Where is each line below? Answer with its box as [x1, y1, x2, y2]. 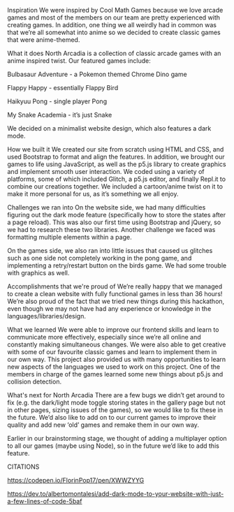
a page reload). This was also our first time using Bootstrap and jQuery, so [7, 218, 221, 226]
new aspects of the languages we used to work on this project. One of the [7, 363, 221, 371]
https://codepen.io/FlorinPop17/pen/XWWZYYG [7, 476, 145, 484]
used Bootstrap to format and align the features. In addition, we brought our [7, 153, 225, 161]
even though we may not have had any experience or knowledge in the [7, 305, 212, 313]
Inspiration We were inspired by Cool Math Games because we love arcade [7, 6, 224, 14]
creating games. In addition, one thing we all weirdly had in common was [7, 21, 217, 29]
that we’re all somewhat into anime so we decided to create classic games [7, 28, 221, 36]
